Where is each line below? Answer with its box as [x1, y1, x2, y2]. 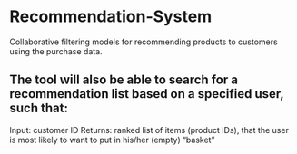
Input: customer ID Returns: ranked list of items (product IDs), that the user [9, 124, 289, 135]
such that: [9, 101, 68, 116]
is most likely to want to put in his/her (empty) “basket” [9, 134, 215, 145]
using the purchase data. [9, 45, 103, 56]
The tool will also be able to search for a [9, 72, 239, 88]
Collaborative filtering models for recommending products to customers [9, 36, 279, 47]
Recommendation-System [9, 6, 213, 27]
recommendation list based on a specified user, [9, 86, 284, 101]
